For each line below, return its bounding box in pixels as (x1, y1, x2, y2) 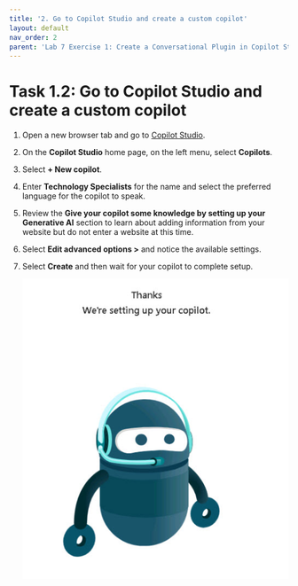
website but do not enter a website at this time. (21, 227, 194, 238)
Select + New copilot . (21, 164, 102, 175)
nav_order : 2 (9, 33, 58, 42)
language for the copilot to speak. (21, 191, 146, 201)
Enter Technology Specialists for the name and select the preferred (21, 182, 271, 192)
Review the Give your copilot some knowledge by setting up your (21, 208, 266, 219)
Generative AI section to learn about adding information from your (21, 217, 265, 228)
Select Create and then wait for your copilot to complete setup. (21, 262, 254, 272)
